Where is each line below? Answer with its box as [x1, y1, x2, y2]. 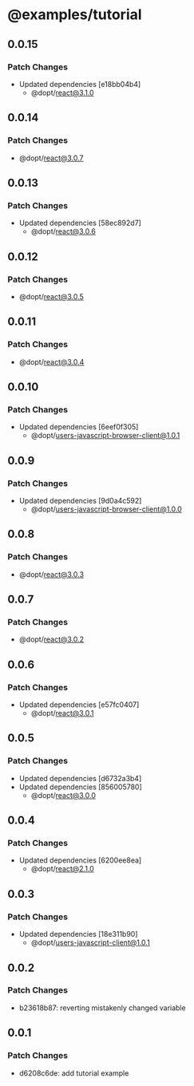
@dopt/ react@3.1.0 [30, 88, 94, 97]
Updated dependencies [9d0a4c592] [18, 496, 142, 505]
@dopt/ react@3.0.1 [30, 709, 94, 718]
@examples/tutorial [7, 6, 142, 24]
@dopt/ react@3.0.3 [18, 569, 85, 579]
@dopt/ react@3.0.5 [18, 291, 85, 301]
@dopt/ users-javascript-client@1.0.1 [30, 938, 151, 947]
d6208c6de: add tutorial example [18, 1068, 129, 1078]
